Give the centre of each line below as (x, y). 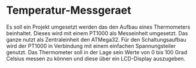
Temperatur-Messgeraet (69, 10)
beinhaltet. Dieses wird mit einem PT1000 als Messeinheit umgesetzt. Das (97, 33)
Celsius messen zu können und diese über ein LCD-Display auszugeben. (96, 58)
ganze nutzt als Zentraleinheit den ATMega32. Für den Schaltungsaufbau (96, 39)
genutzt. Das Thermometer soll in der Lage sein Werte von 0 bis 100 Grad (97, 52)
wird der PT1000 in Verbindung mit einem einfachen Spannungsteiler (91, 46)
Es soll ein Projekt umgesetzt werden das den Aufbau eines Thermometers (98, 27)
